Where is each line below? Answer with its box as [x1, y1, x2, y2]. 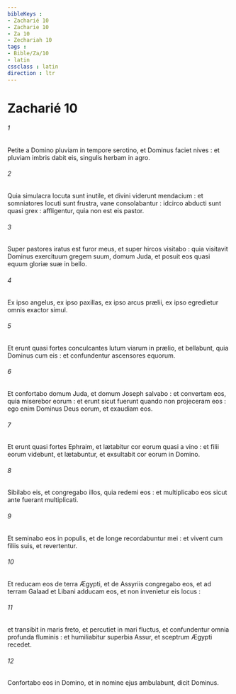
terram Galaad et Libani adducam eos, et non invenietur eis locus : [7, 587, 201, 596]
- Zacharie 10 [7, 23, 50, 30]
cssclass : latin [7, 63, 59, 70]
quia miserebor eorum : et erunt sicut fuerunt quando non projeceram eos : [7, 397, 227, 405]
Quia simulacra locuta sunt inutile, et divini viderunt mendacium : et [7, 192, 203, 200]
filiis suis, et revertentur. [7, 541, 78, 550]
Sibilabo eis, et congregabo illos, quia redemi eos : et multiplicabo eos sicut [7, 488, 227, 496]
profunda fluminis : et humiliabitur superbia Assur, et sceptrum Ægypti [7, 632, 213, 641]
